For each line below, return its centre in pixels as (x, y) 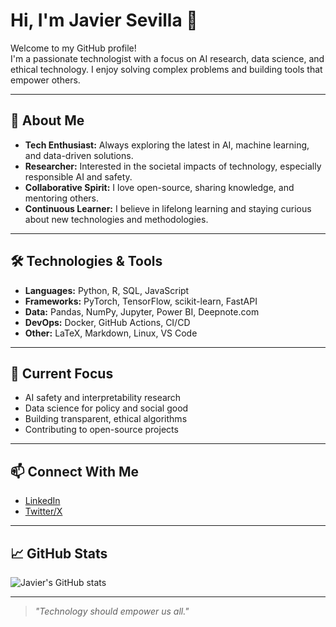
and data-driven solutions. (79, 155)
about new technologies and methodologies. (116, 219)
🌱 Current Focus (62, 373)
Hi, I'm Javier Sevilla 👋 (104, 20)
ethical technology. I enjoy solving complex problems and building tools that (166, 69)
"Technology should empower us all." (112, 611)
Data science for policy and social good (106, 408)
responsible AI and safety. (78, 176)
